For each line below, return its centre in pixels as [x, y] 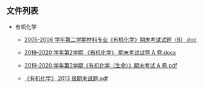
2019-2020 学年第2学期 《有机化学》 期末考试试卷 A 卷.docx [100, 52]
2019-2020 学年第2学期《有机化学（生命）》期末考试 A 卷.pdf [101, 65]
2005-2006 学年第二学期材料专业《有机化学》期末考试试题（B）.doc [111, 39]
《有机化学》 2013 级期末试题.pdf [66, 78]
